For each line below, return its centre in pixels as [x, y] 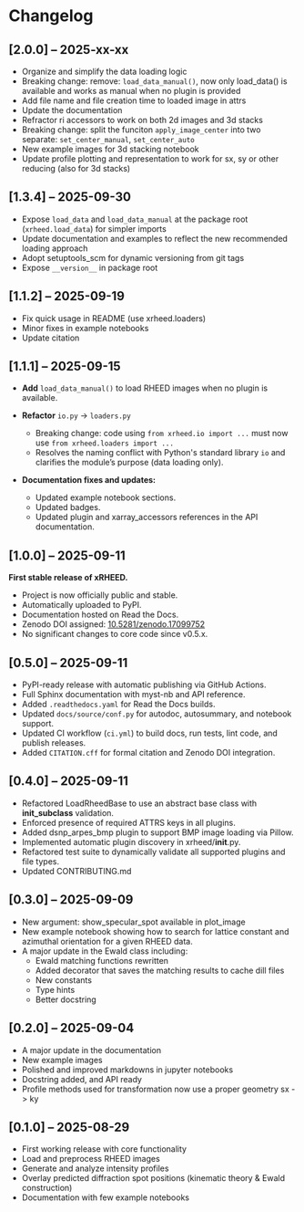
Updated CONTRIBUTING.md [76, 871]
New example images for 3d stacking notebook [110, 149]
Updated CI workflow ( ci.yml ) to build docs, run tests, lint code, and [150, 733]
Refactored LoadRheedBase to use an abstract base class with [139, 803]
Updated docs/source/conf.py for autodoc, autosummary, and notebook [157, 714]
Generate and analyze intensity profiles [95, 1168]
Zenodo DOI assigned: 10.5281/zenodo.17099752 [113, 624]
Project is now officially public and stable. [100, 595]
